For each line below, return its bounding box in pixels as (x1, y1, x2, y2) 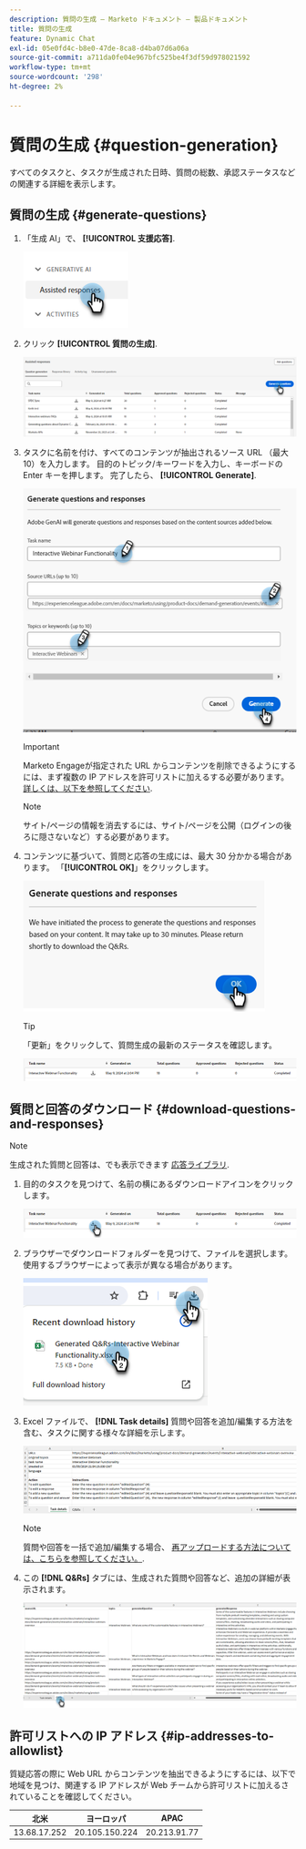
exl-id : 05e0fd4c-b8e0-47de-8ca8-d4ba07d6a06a (9, 44, 189, 53)
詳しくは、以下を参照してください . (22, 782, 153, 793)
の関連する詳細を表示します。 (9, 178, 121, 189)
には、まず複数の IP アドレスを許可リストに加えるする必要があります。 (22, 771, 290, 782)
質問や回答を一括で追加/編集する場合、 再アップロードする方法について (22, 1542, 291, 1553)
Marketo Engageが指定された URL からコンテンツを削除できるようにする (22, 760, 297, 771)
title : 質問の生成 (9, 24, 73, 34)
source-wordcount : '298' (9, 73, 104, 82)
